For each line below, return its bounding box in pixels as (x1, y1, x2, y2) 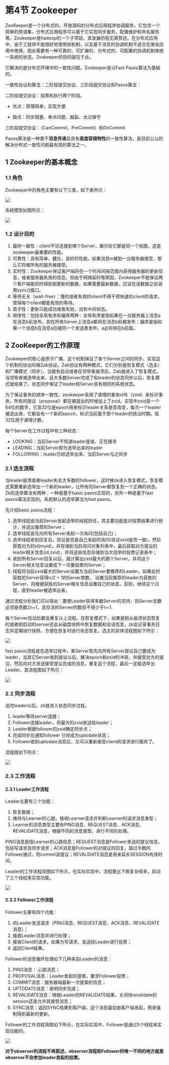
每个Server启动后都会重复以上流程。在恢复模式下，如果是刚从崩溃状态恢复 (5, 615, 160, 621)
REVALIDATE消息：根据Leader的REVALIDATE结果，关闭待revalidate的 (12, 992, 157, 998)
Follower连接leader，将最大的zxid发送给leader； (12, 720, 114, 726)
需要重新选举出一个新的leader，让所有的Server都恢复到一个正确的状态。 (9, 484, 160, 490)
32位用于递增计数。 (5, 416, 46, 423)
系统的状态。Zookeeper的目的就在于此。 (9, 54, 94, 60)
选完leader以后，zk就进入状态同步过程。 (5, 703, 90, 709)
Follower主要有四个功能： (5, 909, 58, 915)
